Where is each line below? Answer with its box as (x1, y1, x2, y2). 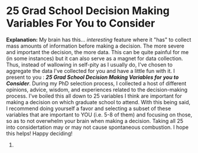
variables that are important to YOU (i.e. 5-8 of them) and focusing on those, (6, 111, 193, 118)
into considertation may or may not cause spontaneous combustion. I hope (6, 124, 189, 131)
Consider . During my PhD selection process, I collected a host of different (6, 79, 187, 87)
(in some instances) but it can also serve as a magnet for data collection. (6, 55, 183, 62)
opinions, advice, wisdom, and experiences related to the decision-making (6, 86, 188, 93)
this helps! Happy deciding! (6, 129, 73, 137)
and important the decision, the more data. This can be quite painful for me (6, 48, 189, 55)
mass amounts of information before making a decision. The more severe (6, 42, 185, 49)
